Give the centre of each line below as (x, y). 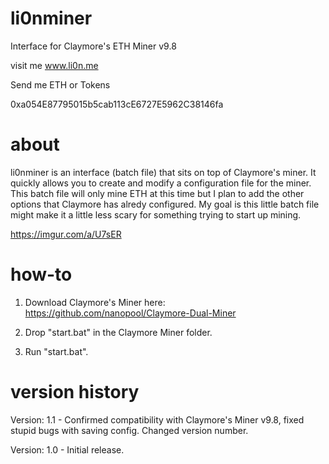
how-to (41, 274)
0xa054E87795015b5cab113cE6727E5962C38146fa (117, 104)
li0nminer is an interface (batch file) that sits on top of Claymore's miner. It (163, 172)
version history (75, 392)
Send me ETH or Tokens (60, 84)
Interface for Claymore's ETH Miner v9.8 (93, 46)
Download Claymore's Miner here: (95, 302)
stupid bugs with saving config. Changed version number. (129, 430)
